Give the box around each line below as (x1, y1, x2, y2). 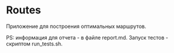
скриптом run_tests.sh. (6, 40, 63, 47)
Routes (6, 3, 41, 17)
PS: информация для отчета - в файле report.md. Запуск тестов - (6, 34, 169, 41)
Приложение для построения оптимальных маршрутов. (6, 23, 146, 30)
